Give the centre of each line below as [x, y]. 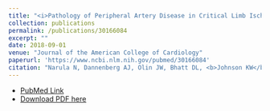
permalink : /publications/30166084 [68, 30]
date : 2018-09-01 [37, 46]
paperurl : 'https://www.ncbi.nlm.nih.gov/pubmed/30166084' [109, 61]
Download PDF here [53, 99]
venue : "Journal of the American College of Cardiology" [106, 53]
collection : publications [51, 23]
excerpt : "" [28, 38]
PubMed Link [42, 90]
